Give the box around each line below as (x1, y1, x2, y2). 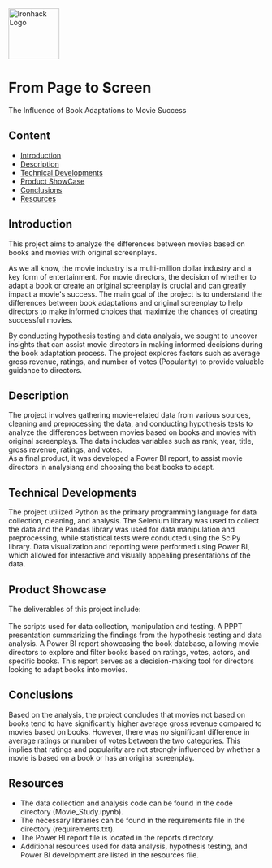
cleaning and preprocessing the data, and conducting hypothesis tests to (8, 419, 253, 429)
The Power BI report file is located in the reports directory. (19, 832, 215, 842)
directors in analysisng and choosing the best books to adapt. (8, 462, 215, 472)
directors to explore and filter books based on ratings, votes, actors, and (8, 648, 250, 657)
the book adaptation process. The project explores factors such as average (8, 348, 261, 358)
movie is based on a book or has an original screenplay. (8, 753, 195, 762)
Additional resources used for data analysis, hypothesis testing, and (19, 841, 248, 851)
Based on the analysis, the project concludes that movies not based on (8, 710, 246, 719)
